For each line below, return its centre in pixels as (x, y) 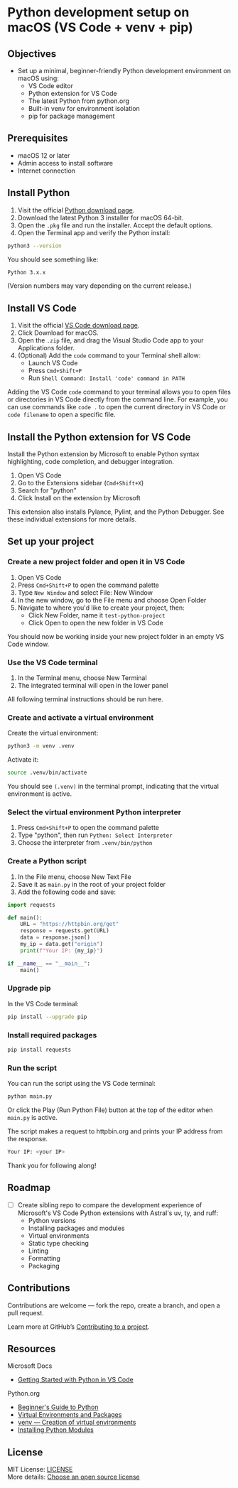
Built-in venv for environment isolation (84, 108)
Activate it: (23, 760)
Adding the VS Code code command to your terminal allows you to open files (119, 392)
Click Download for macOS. (58, 333)
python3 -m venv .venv (41, 746)
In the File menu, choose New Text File (74, 877)
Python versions (52, 1220)
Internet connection (47, 171)
